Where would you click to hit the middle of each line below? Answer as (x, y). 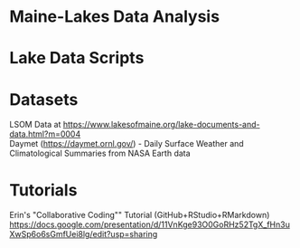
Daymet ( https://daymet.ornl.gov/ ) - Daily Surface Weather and (127, 144)
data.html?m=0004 (45, 134)
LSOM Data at (35, 125)
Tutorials (43, 190)
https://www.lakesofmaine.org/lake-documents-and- (161, 125)
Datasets (44, 99)
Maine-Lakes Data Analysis (114, 17)
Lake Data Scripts (77, 58)
